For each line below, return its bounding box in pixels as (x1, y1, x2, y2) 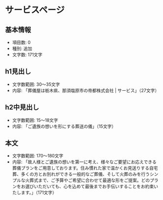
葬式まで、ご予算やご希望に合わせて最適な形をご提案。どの (29, 177, 150, 183)
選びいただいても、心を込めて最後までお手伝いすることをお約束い (25, 183, 159, 189)
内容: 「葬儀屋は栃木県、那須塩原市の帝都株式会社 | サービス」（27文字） (12, 87, 160, 93)
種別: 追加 (12, 46, 32, 51)
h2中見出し (5, 103, 39, 112)
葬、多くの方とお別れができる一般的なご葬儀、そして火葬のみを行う (12, 171, 150, 177)
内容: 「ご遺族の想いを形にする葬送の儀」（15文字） (12, 123, 116, 129)
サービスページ (5, 4, 65, 16)
